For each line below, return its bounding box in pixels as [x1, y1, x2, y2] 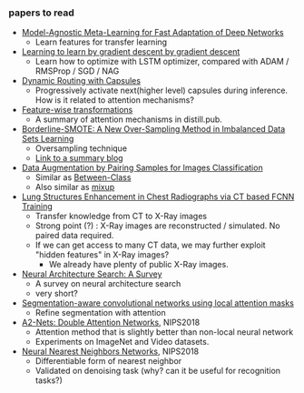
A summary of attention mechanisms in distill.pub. [34, 114, 223, 125]
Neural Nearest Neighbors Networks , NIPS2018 [21, 346, 200, 357]
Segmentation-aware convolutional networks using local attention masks [21, 297, 294, 308]
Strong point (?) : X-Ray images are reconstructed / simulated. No [34, 220, 280, 231]
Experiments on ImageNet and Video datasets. [34, 337, 210, 348]
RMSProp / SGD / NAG [34, 65, 120, 76]
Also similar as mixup [34, 182, 115, 193]
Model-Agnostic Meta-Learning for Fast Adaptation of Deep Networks [21, 27, 284, 38]
